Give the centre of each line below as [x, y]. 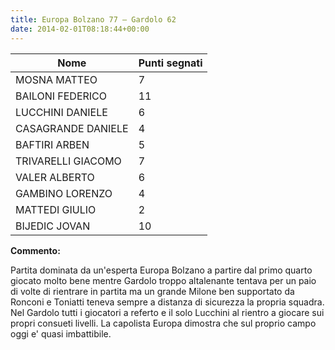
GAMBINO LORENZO [64, 193]
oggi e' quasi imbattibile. [61, 333]
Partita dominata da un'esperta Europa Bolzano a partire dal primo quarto [161, 270]
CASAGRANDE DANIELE [72, 128]
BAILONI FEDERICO [61, 96]
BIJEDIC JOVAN [53, 226]
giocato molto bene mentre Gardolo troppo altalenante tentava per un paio [163, 280]
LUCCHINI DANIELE [61, 112]
